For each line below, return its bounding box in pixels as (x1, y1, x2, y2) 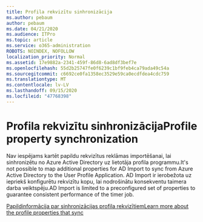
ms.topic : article (6, 37, 53, 43)
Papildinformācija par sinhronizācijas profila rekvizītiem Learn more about (6, 202, 189, 209)
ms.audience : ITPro (6, 31, 56, 38)
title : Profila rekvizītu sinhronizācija (6, 8, 113, 15)
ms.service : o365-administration (6, 43, 91, 49)
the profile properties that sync (6, 209, 84, 216)
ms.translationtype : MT (6, 76, 67, 82)
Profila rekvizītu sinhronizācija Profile (6, 119, 198, 133)
